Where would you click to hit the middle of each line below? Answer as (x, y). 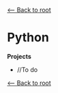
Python (28, 38)
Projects (19, 56)
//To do (27, 69)
